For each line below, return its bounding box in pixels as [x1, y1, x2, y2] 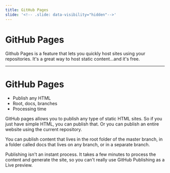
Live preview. [5, 162, 33, 168]
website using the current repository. [5, 126, 82, 133]
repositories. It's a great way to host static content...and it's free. [5, 56, 140, 62]
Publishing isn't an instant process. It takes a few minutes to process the [5, 151, 156, 157]
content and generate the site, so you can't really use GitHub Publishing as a [5, 157, 165, 163]
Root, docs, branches [12, 101, 58, 107]
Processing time [12, 106, 47, 112]
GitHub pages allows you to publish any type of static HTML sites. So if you [5, 116, 162, 122]
